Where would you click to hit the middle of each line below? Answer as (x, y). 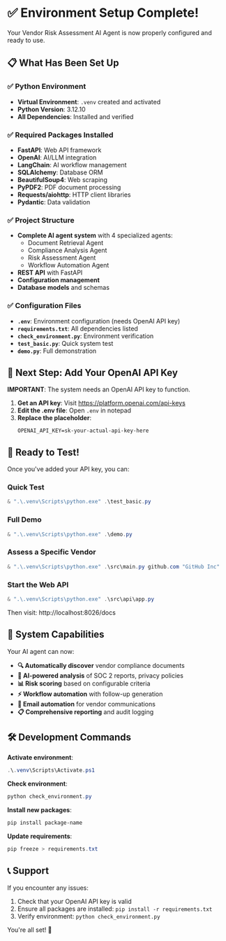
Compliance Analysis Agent (67, 251)
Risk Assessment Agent (62, 258)
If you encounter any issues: (48, 888)
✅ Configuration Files (44, 306)
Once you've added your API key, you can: (68, 469)
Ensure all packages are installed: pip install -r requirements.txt (115, 909)
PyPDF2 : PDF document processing (69, 187)
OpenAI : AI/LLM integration (57, 157)
